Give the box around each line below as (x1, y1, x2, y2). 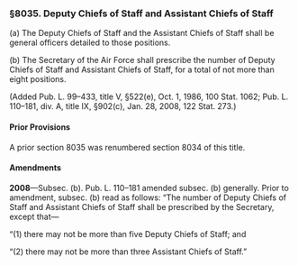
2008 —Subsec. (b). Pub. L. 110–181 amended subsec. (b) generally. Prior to (9, 182, 290, 193)
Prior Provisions (9, 121, 70, 133)
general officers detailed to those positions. (9, 37, 171, 48)
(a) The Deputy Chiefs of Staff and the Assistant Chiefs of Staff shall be (9, 28, 275, 39)
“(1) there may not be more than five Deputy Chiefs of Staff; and (9, 228, 247, 239)
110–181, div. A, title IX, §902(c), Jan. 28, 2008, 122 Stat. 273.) (9, 101, 237, 112)
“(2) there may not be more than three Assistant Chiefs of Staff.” (9, 246, 248, 257)
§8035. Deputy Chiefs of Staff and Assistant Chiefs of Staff (9, 7, 275, 20)
